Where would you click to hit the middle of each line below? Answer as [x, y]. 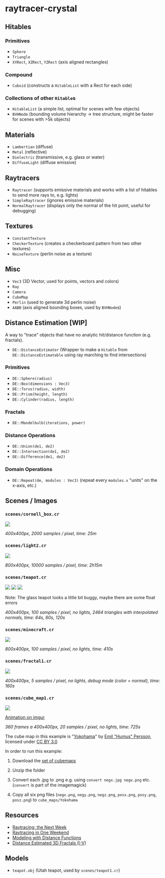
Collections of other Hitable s [40, 98]
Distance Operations [30, 436]
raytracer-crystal [41, 9]
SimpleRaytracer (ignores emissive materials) [58, 201]
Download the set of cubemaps [44, 760]
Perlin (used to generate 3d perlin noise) [54, 302]
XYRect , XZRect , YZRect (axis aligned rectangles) [60, 62]
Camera [19, 292]
